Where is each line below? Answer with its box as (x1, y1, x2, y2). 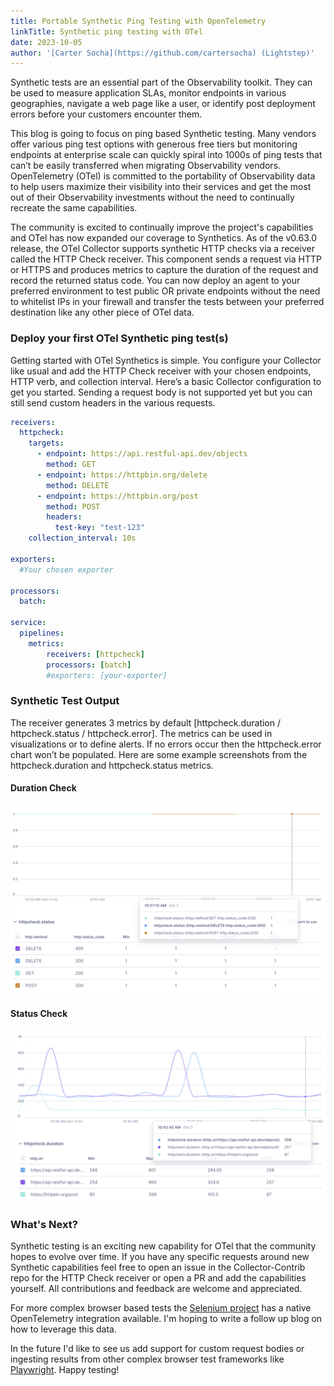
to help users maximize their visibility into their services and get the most (10, 181, 312, 193)
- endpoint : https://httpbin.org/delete (36, 470, 208, 480)
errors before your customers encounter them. (10, 108, 203, 120)
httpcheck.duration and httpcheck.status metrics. (10, 759, 214, 771)
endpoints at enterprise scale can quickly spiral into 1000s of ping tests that (10, 149, 323, 161)
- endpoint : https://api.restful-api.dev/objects (36, 449, 248, 459)
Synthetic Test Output (10, 694, 120, 708)
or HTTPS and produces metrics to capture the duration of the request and (10, 264, 319, 276)
